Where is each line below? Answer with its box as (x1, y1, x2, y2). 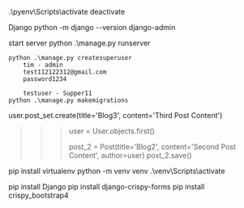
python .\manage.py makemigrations (8, 96, 129, 104)
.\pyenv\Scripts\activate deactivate (8, 7, 126, 16)
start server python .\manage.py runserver (8, 38, 151, 48)
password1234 (23, 75, 67, 83)
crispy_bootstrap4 (8, 190, 69, 200)
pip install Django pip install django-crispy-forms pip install (8, 182, 205, 191)
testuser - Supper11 (23, 89, 92, 97)
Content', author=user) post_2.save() (68, 151, 192, 160)
